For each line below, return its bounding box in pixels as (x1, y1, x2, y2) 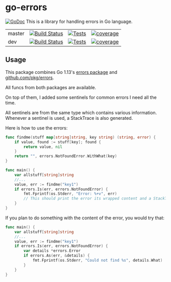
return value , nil (23, 144, 63, 149)
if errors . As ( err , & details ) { (23, 253, 90, 259)
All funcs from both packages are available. (5, 84, 97, 90)
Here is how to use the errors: (5, 124, 68, 131)
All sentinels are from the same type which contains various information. (5, 109, 157, 116)
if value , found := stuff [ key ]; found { (14, 139, 101, 144)
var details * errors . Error (23, 248, 81, 253)
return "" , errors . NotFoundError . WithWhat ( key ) (14, 153, 117, 159)
